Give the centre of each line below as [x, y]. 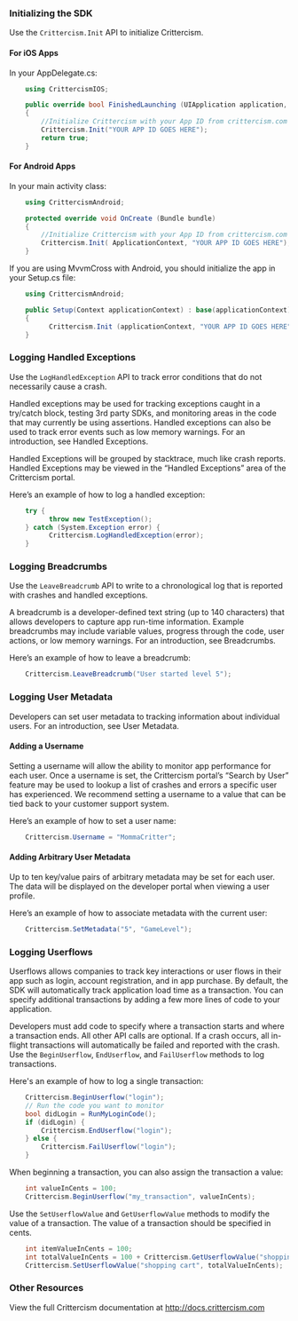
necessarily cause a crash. [58, 386]
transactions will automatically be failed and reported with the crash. [155, 1045]
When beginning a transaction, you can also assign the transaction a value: [146, 1172]
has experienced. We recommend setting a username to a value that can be [148, 794]
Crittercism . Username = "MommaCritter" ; [101, 837]
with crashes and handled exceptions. [78, 595]
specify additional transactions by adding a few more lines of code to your [145, 1000]
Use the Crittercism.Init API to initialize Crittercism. [106, 33]
